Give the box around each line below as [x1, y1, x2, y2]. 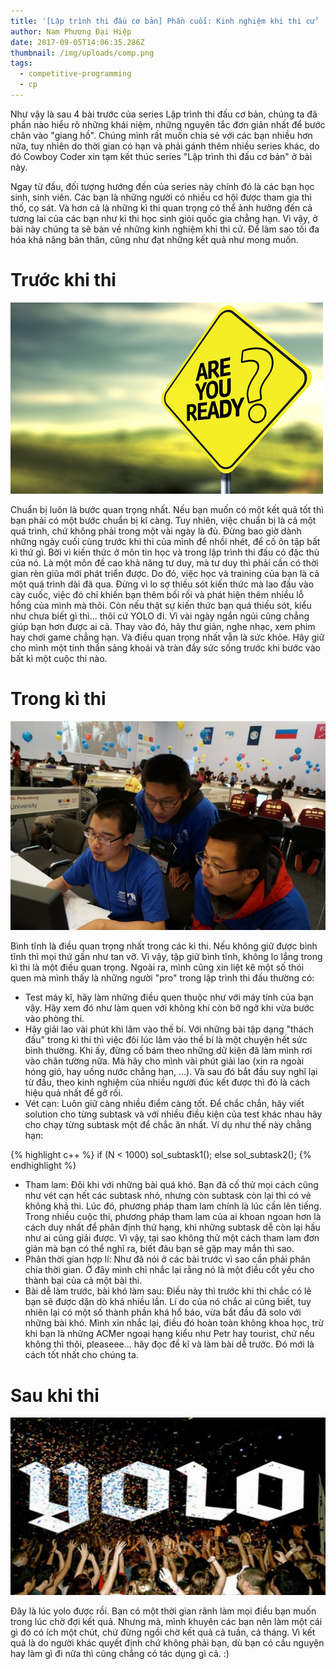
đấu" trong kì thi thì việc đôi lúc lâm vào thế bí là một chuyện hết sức [24, 1034, 308, 1046]
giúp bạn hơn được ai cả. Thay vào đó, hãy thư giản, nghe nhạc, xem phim [10, 620, 316, 632]
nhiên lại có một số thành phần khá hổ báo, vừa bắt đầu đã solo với [24, 1306, 302, 1319]
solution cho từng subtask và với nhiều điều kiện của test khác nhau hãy [24, 1108, 323, 1120]
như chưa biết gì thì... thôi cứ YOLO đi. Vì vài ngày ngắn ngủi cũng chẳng [10, 610, 310, 622]
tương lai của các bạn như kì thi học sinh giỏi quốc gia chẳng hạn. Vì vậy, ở [10, 212, 318, 224]
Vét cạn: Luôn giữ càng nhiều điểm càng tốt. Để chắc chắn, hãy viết [24, 1098, 305, 1110]
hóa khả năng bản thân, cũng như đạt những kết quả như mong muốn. [10, 233, 299, 245]
